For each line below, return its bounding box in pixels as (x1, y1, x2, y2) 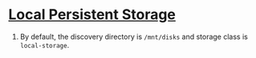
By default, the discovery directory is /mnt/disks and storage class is (19, 32, 249, 41)
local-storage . (19, 40, 70, 49)
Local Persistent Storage (8, 6, 177, 24)
